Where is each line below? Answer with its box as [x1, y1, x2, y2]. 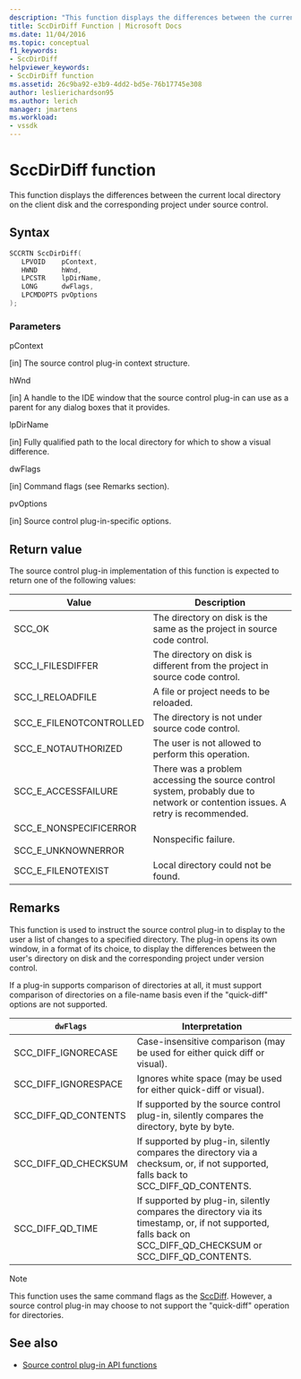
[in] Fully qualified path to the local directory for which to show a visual [9, 436, 271, 448]
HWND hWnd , [21, 265, 82, 274]
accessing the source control [152, 773, 276, 786]
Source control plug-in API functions [21, 1359, 158, 1370]
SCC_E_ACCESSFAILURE [13, 785, 118, 797]
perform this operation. [152, 747, 250, 760]
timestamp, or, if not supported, [136, 1216, 270, 1228]
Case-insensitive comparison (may [136, 1035, 286, 1047]
